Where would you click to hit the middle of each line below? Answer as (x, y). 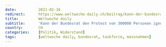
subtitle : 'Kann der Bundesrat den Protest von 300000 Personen (78, 23)
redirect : (15, 14)
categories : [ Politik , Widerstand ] (45, 32)
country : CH (24, 28)
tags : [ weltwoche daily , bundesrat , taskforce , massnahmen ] (78, 37)
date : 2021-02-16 (33, 10)
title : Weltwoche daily (38, 19)
